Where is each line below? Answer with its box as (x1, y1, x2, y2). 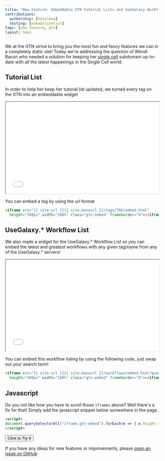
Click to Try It (7, 436, 32, 441)
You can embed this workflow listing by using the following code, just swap (5, 356, 156, 362)
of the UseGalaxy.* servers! (5, 249, 61, 255)
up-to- (142, 54, 156, 59)
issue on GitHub (5, 450, 38, 456)
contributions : (5, 12, 36, 17)
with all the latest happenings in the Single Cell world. (15, 59, 123, 65)
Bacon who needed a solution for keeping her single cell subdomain (5, 54, 142, 59)
